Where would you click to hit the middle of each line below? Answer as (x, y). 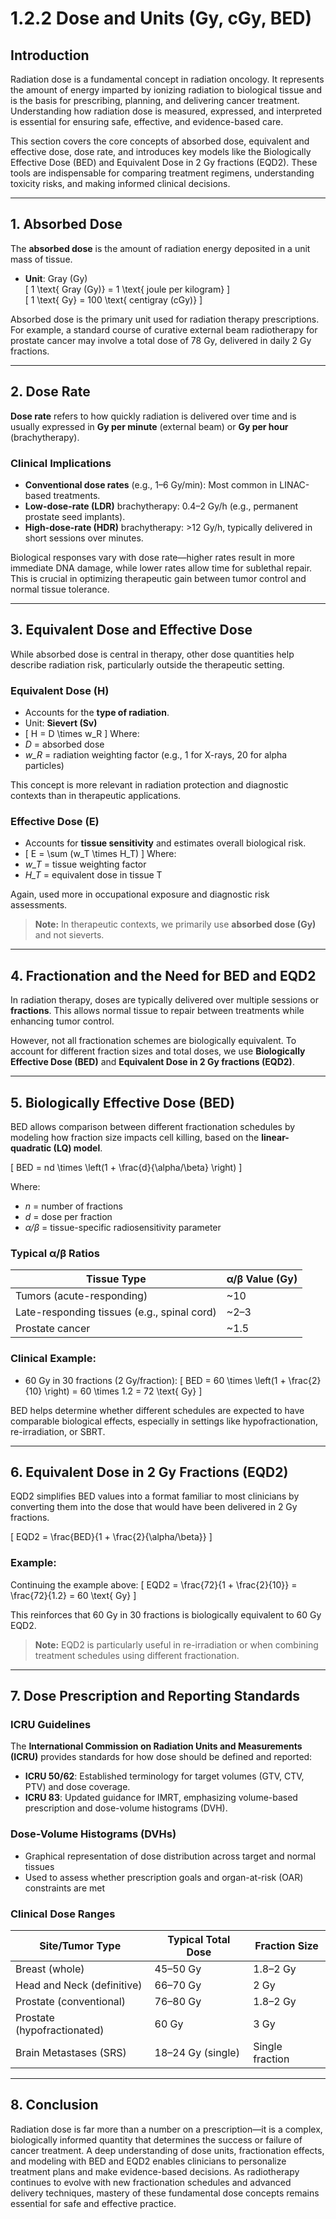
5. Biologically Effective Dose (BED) (122, 1102)
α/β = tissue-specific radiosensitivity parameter (123, 1227)
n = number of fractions (73, 1206)
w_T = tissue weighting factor (85, 864)
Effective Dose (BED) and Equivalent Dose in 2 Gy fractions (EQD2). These (164, 162)
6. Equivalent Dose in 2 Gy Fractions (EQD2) (149, 1472)
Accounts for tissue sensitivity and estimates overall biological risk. (165, 843)
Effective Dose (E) (55, 821)
